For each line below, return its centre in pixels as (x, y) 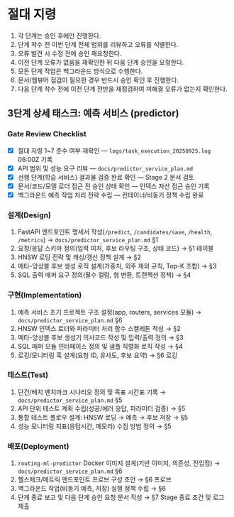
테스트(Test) (28, 375)
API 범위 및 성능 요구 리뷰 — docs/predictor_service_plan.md (105, 168)
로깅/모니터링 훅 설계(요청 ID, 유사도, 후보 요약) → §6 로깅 (97, 355)
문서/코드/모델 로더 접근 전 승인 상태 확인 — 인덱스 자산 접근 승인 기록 (113, 186)
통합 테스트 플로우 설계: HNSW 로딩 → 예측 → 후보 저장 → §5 (102, 417)
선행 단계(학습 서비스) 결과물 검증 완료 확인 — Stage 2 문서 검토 (106, 177)
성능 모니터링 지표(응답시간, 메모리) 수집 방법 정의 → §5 (94, 426)
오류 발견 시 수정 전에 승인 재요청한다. (69, 53)
